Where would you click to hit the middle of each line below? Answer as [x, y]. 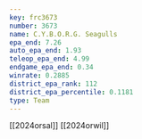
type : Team [29, 100]
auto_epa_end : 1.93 [46, 51]
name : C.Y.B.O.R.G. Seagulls [63, 34]
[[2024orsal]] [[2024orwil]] [59, 126]
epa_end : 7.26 [36, 42]
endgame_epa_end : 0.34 [51, 68]
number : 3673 [33, 26]
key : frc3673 [33, 17]
